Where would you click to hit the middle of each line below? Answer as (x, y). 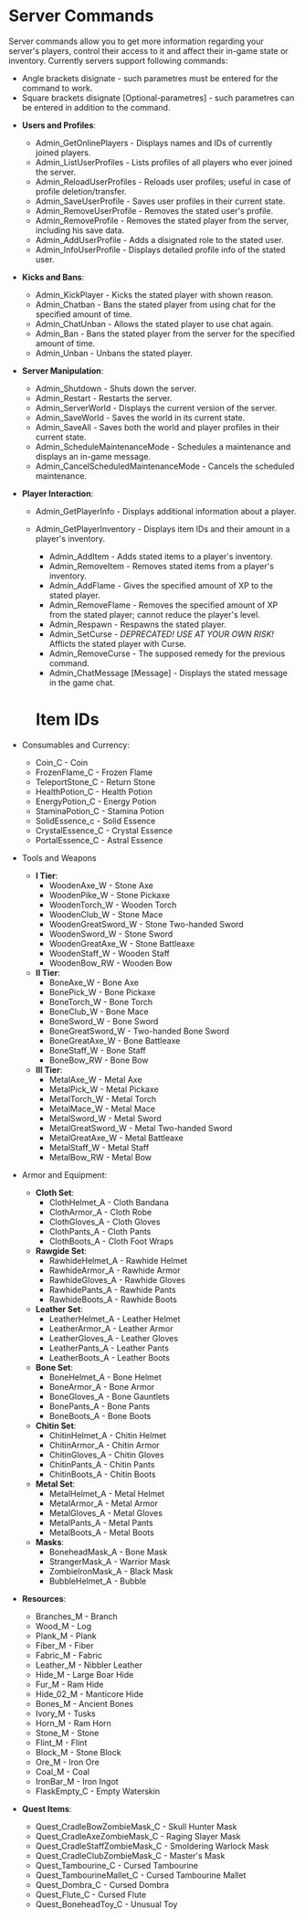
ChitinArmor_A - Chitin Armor (105, 1445)
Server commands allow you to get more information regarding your (136, 41)
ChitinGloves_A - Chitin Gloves (107, 1455)
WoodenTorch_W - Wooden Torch (113, 905)
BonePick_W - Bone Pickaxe (102, 991)
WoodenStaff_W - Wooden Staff (109, 953)
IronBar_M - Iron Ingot (77, 1781)
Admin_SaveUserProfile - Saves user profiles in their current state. (160, 201)
